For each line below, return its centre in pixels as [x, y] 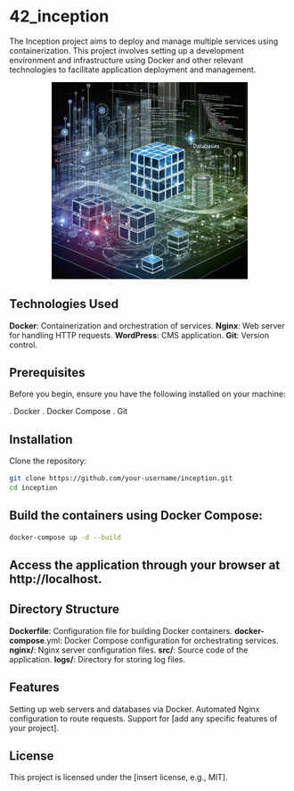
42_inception [59, 17]
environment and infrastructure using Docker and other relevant [126, 60]
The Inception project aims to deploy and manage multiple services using [144, 41]
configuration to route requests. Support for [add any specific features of [143, 718]
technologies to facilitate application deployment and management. [133, 70]
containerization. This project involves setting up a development [127, 50]
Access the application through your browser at [145, 565]
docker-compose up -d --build [65, 537]
